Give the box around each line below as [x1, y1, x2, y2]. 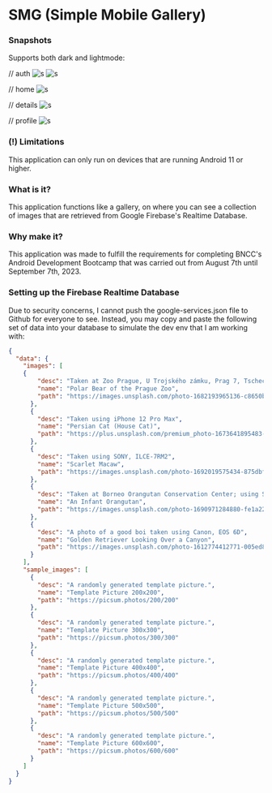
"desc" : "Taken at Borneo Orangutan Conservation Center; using [37, 490, 259, 498]
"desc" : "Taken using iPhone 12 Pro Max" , [37, 415, 183, 423]
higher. [8, 163, 32, 173]
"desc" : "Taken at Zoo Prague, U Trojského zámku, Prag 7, [37, 377, 241, 386]
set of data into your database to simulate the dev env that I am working [8, 322, 249, 332]
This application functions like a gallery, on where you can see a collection [8, 202, 257, 212]
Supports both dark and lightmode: [8, 53, 125, 62]
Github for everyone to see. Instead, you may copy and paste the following [8, 314, 257, 324]
